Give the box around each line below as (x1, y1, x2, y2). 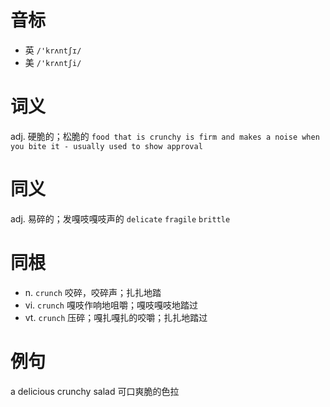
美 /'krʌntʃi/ (24, 56, 82, 68)
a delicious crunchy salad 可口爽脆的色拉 (10, 385, 180, 397)
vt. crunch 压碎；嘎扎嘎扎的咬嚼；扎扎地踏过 (24, 311, 208, 323)
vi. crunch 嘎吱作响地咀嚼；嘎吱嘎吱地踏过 (24, 299, 198, 311)
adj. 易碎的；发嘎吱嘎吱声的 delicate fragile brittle (10, 212, 231, 225)
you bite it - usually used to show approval (10, 141, 203, 151)
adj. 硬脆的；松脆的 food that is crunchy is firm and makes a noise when (10, 130, 320, 142)
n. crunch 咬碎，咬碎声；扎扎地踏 (24, 286, 162, 298)
